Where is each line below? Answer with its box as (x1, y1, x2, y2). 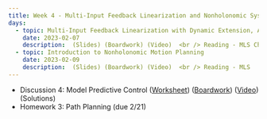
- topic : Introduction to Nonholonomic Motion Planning (15, 48, 204, 56)
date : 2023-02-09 (22, 56, 80, 64)
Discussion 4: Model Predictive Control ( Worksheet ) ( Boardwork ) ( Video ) (19, 85, 259, 94)
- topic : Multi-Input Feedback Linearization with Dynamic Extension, (15, 26, 254, 34)
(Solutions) (19, 93, 56, 103)
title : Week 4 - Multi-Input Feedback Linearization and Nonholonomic (8, 11, 247, 20)
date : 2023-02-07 (22, 33, 80, 42)
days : (8, 19, 26, 27)
